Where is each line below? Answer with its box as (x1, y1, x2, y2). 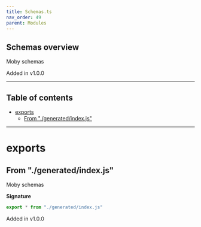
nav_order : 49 (6, 14, 42, 20)
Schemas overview (6, 42, 80, 52)
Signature (6, 193, 32, 199)
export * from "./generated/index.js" (6, 204, 103, 210)
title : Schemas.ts (6, 8, 52, 15)
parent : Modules (6, 20, 47, 26)
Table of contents (6, 92, 73, 102)
